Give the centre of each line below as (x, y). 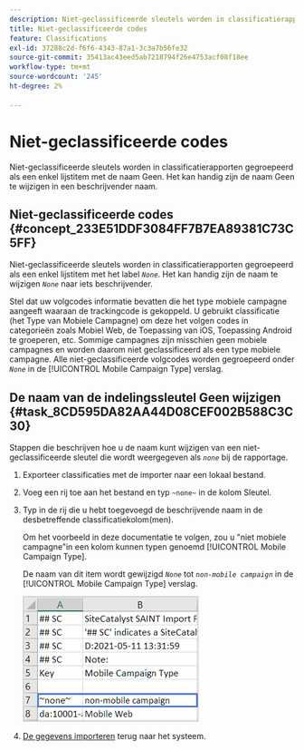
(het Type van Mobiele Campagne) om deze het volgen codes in (129, 321)
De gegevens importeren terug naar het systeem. (114, 736)
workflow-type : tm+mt (50, 67)
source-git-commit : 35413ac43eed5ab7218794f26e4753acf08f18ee (129, 58)
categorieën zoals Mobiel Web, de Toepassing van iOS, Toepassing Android (151, 330)
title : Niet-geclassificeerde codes (78, 29)
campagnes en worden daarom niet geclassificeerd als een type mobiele (145, 350)
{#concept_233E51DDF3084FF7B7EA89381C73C (152, 228)
